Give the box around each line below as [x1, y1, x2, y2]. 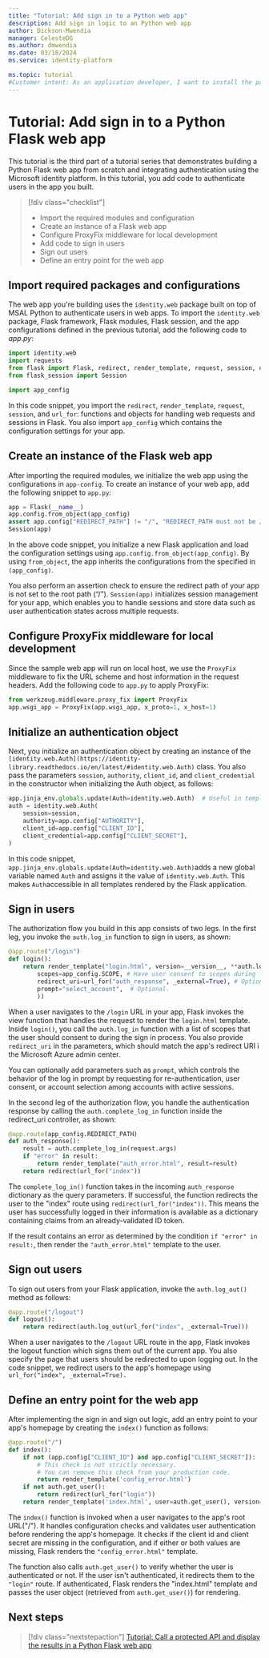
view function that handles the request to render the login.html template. [8, 1015, 251, 1025]
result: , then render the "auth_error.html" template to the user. [8, 1239, 222, 1249]
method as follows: [8, 1292, 71, 1302]
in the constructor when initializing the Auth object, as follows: [8, 779, 214, 789]
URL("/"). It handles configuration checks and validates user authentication [8, 1520, 256, 1530]
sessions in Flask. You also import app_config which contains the [8, 417, 223, 427]
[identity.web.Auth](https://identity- [8, 755, 142, 763]
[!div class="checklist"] [27, 197, 106, 207]
